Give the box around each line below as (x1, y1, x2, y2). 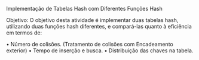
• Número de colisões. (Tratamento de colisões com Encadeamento (6, 41, 173, 48)
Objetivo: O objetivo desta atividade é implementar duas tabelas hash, (6, 17, 179, 23)
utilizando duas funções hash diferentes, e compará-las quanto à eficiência (6, 23, 192, 30)
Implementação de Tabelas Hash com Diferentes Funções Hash (6, 5, 163, 12)
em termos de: (6, 29, 42, 36)
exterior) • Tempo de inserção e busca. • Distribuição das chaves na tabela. (6, 47, 194, 54)
